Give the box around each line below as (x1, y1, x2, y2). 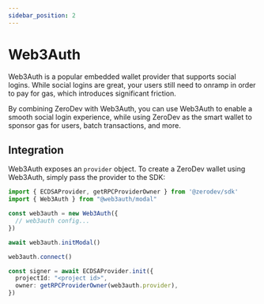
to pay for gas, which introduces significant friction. (8, 88, 176, 98)
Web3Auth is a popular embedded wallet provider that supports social (8, 72, 236, 81)
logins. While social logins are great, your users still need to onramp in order (8, 80, 256, 89)
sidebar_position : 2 (8, 11, 77, 20)
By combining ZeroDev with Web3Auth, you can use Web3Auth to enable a (8, 103, 253, 113)
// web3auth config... (15, 217, 90, 225)
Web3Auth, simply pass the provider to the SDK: (8, 173, 166, 182)
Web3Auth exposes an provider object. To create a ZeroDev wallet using (8, 164, 246, 174)
